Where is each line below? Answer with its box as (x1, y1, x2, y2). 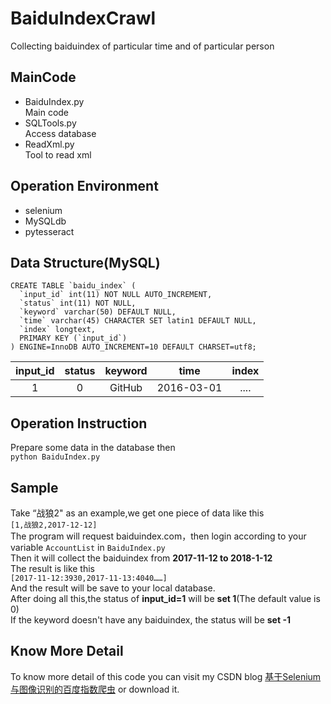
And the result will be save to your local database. (10, 582, 216, 594)
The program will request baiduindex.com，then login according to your (10, 530, 307, 542)
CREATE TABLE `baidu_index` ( (10, 281, 137, 291)
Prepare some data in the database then (10, 442, 176, 454)
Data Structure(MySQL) (10, 254, 161, 271)
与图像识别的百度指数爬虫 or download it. (10, 683, 180, 695)
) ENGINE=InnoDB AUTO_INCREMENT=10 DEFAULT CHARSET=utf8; (10, 342, 257, 352)
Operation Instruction (10, 415, 148, 432)
